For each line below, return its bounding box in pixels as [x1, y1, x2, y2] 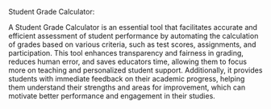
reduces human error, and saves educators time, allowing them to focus [8, 57, 248, 66]
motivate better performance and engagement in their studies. [8, 91, 215, 100]
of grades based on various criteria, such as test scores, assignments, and [8, 40, 256, 49]
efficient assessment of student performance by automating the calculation [8, 31, 259, 40]
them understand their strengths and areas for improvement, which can [8, 82, 246, 92]
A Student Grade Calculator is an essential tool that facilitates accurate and [8, 23, 258, 31]
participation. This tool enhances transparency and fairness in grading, [8, 48, 244, 57]
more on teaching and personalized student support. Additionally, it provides [8, 65, 263, 75]
